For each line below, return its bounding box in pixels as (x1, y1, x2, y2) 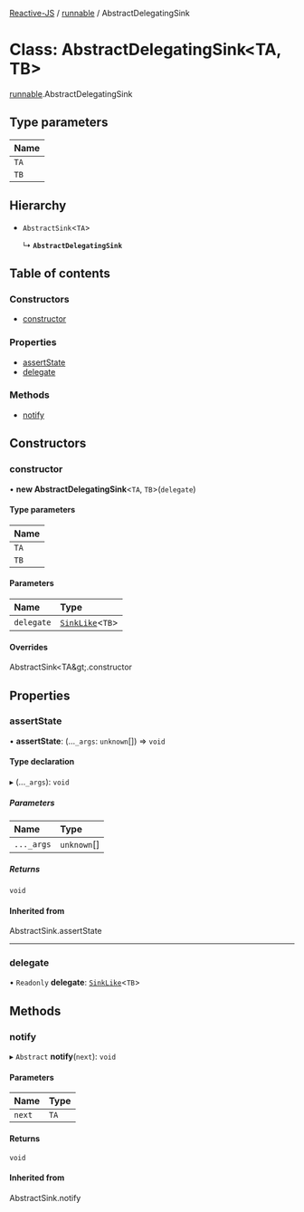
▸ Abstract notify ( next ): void (9, 1051, 116, 1063)
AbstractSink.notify (9, 1192, 81, 1203)
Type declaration (9, 756, 75, 767)
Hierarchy (9, 198, 67, 214)
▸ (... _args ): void (9, 776, 70, 787)
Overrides (9, 641, 48, 652)
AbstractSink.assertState (9, 926, 102, 937)
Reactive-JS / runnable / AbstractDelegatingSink (9, 8, 190, 18)
